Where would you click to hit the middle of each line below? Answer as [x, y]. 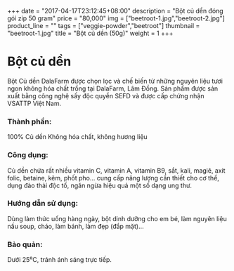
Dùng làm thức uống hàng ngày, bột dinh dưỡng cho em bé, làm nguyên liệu [117, 218]
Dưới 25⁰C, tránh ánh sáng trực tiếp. [60, 260]
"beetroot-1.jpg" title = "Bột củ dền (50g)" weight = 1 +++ [90, 33]
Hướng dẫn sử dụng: [43, 204]
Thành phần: [30, 121]
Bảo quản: [25, 244]
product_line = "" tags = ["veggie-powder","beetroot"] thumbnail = [104, 26]
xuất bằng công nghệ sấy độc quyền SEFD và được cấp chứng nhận [106, 95]
